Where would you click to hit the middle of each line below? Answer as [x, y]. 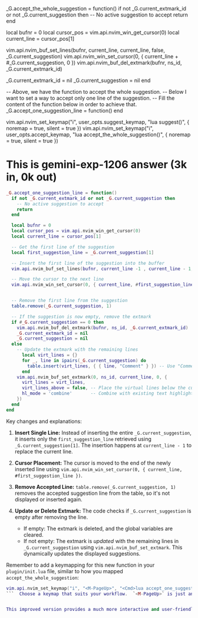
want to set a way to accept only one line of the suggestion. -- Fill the [90, 98]
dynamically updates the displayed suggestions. [82, 553]
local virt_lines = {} [49, 355]
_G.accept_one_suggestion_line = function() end [65, 111]
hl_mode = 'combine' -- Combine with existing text [94, 394]
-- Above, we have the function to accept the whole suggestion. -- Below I [96, 92]
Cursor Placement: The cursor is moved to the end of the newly [93, 463]
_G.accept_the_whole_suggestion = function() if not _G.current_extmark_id [96, 9]
